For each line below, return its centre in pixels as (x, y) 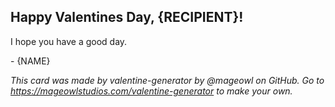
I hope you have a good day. (69, 41)
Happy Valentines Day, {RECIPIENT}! (127, 17)
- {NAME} (30, 61)
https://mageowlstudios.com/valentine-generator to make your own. (151, 91)
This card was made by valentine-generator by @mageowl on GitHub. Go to (167, 80)
